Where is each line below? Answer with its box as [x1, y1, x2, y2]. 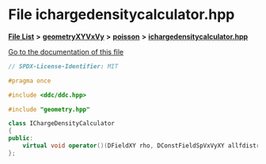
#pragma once [8, 77, 51, 85]
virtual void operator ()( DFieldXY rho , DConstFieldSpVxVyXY [22, 142, 225, 150]
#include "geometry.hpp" [8, 105, 90, 113]
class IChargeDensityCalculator [8, 120, 115, 128]
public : [8, 135, 34, 143]
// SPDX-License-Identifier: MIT [8, 62, 119, 71]
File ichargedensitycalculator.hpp [8, 6, 235, 24]
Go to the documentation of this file [8, 47, 124, 56]
